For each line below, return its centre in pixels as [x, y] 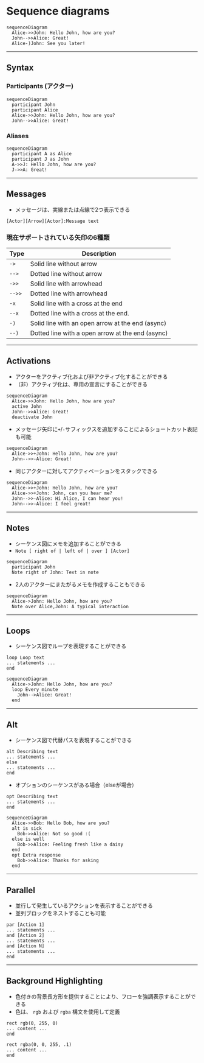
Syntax [20, 68]
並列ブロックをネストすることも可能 [60, 913]
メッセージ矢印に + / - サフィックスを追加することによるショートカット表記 [106, 429]
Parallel [21, 890]
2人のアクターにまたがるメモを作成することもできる [80, 584]
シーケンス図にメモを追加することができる [68, 544]
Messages [26, 194]
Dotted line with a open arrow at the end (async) [99, 333]
